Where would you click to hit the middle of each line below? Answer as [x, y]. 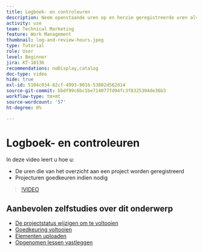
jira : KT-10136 [25, 62]
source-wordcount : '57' [36, 102]
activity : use [24, 23]
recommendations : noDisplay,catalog [52, 68]
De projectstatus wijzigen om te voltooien [67, 223]
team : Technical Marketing [40, 29]
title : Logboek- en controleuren [48, 12]
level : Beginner [27, 57]
